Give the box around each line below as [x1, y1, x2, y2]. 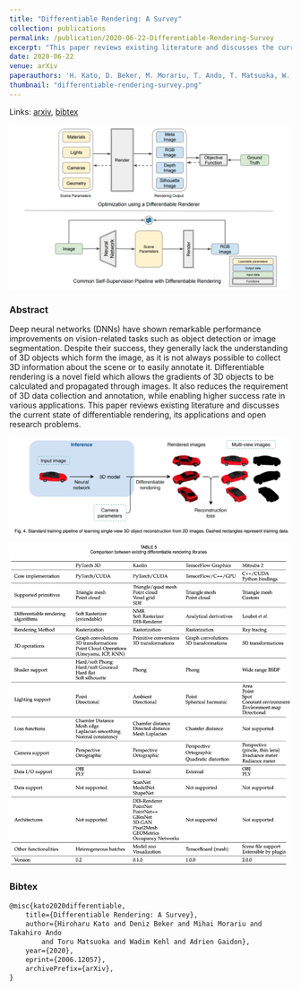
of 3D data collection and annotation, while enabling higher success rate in [9, 391, 286, 401]
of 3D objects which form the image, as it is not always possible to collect [9, 352, 281, 363]
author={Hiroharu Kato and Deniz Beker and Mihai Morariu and [25, 919, 262, 929]
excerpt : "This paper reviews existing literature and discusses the [9, 43, 275, 52]
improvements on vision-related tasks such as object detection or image [9, 333, 276, 344]
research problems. [9, 419, 82, 430]
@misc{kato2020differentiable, [9, 901, 126, 911]
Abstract [9, 303, 49, 315]
